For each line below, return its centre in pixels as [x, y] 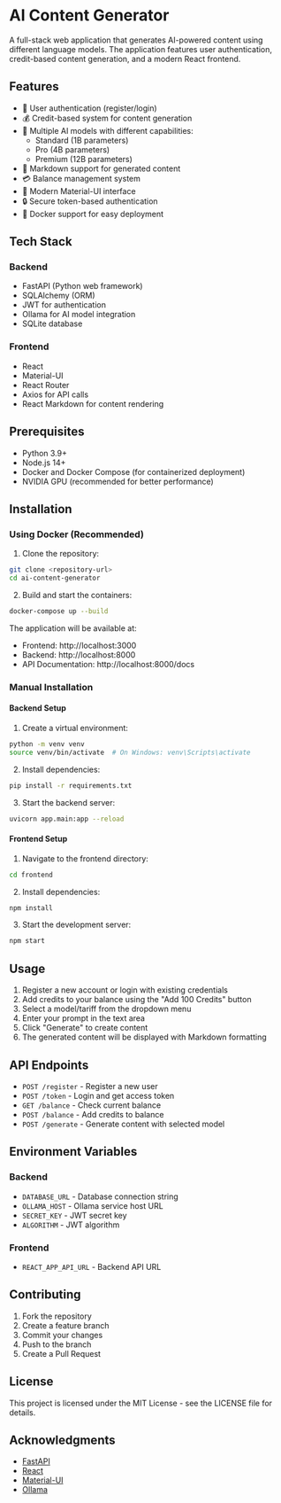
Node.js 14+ [44, 463]
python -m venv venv [47, 744]
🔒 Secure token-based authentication [90, 201]
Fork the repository [57, 1316]
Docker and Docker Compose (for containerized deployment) [133, 471]
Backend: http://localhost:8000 [79, 654]
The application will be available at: [73, 628]
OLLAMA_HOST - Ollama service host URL [92, 1205]
